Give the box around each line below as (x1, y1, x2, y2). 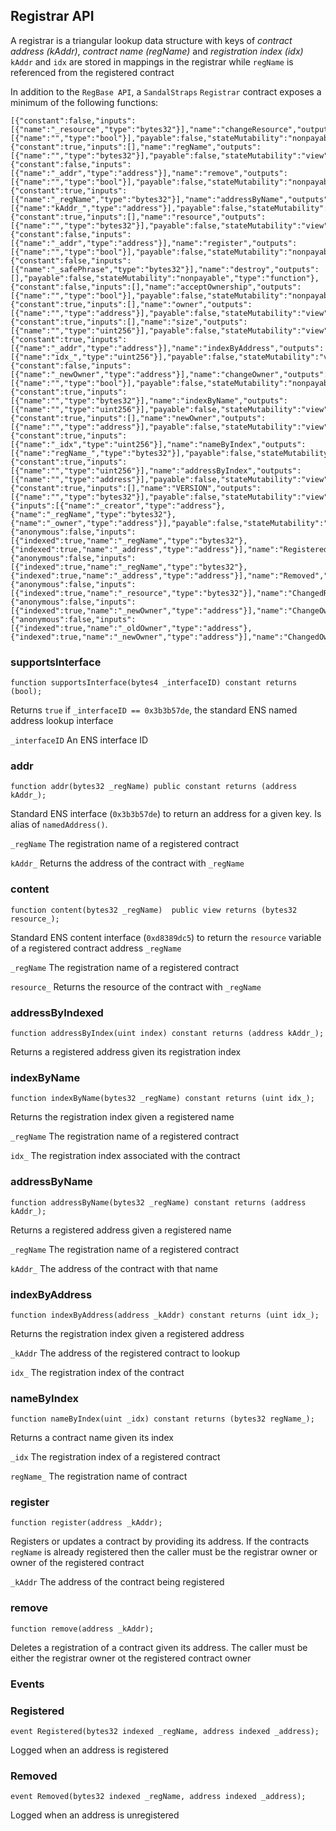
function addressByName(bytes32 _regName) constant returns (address (10, 1197, 307, 1208)
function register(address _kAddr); (10, 1518, 163, 1528)
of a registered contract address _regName (10, 942, 182, 954)
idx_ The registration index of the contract (10, 1366, 185, 1378)
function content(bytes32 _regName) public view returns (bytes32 (10, 905, 298, 915)
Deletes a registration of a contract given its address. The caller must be (10, 1641, 308, 1653)
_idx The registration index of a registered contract (10, 1451, 221, 1463)
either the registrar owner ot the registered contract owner (10, 1652, 252, 1664)
